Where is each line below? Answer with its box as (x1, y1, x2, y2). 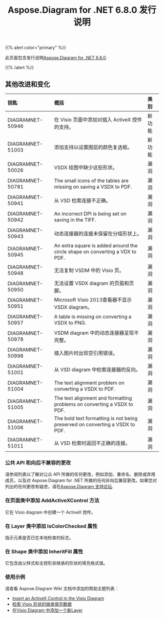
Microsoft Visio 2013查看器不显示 (54, 297, 132, 303)
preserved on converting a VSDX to (54, 421, 135, 428)
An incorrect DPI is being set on (54, 210, 127, 217)
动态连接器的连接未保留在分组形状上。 (54, 230, 143, 237)
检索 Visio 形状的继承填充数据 (12, 601, 72, 607)
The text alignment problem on (54, 379, 124, 386)
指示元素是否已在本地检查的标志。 (5, 535, 74, 541)
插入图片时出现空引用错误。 (54, 350, 118, 356)
